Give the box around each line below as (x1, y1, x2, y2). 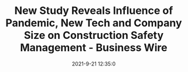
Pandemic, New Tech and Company (5, 16, 182, 30)
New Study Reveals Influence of (14, 4, 173, 17)
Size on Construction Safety (23, 29, 164, 42)
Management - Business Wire (19, 41, 168, 55)
